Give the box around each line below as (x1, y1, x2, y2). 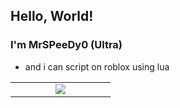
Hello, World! (10, 8, 94, 25)
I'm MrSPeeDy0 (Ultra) (10, 38, 123, 52)
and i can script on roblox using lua (24, 60, 170, 73)
